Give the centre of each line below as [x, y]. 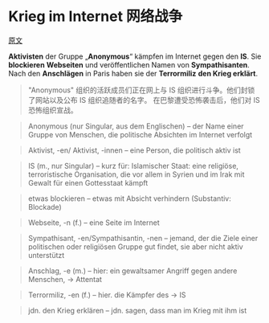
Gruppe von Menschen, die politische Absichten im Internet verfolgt [140, 134]
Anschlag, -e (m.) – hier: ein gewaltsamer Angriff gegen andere [132, 271]
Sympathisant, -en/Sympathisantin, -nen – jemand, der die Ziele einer [143, 238]
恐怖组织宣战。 [53, 110]
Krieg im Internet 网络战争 [96, 16]
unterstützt [46, 255]
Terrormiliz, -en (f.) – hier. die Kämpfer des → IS [107, 295]
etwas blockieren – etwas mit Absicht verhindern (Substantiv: [129, 198]
